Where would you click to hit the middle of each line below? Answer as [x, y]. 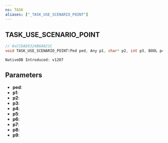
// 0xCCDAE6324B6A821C [29, 46]
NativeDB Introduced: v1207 [34, 60]
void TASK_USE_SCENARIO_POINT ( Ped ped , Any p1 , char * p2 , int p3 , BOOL [81, 51]
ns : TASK [14, 10]
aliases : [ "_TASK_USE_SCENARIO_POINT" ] [47, 14]
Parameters [24, 75]
